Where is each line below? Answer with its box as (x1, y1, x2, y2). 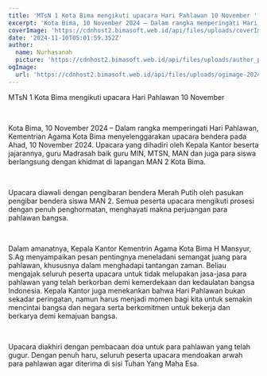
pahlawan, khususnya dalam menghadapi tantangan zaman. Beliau (8, 260, 226, 270)
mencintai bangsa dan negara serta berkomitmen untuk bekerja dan (8, 302, 230, 312)
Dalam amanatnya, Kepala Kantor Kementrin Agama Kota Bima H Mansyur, (8, 244, 252, 253)
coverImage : (8, 26, 48, 34)
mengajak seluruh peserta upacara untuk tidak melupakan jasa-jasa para (8, 269, 247, 278)
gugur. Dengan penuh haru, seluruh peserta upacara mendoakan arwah (8, 350, 243, 359)
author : (8, 41, 34, 49)
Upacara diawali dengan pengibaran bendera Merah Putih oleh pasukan (8, 187, 244, 197)
